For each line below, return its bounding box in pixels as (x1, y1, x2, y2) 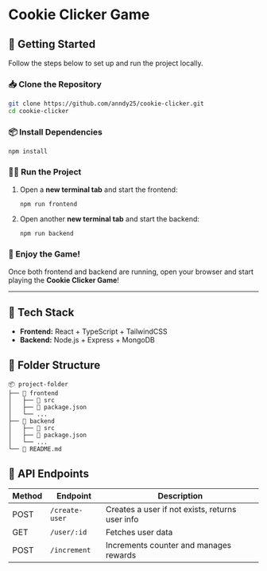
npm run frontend (19, 200, 78, 208)
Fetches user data (106, 527, 173, 538)
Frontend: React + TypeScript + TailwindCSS (19, 327, 168, 336)
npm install (8, 147, 48, 156)
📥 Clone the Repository (8, 78, 102, 89)
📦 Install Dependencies (8, 126, 103, 137)
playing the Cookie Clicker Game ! (8, 275, 119, 284)
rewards (106, 549, 137, 561)
